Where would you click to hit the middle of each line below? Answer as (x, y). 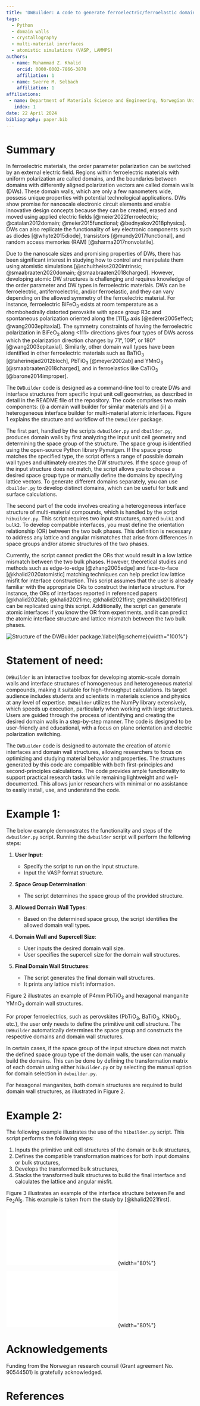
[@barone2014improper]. (37, 376)
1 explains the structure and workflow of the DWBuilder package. (85, 420)
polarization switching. (34, 734)
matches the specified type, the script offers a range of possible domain (95, 457)
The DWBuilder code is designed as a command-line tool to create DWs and (99, 388)
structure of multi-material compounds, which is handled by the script (92, 512)
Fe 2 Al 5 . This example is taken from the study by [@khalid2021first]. (89, 1200)
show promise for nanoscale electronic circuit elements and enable (88, 204)
